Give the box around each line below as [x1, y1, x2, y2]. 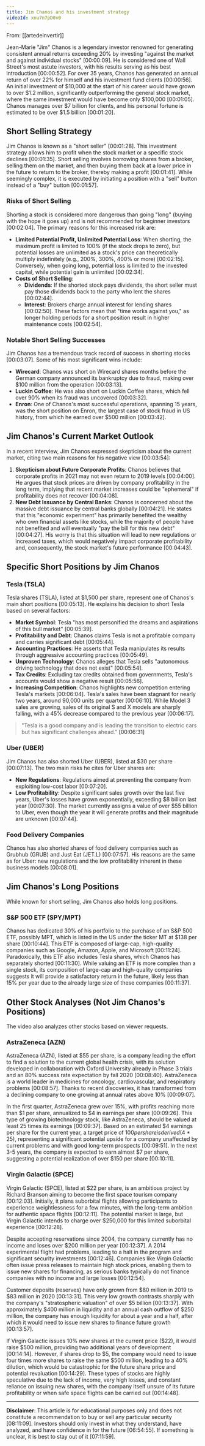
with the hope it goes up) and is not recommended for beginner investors [6, 217, 190, 224]
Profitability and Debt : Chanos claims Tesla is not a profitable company [15, 632, 196, 639]
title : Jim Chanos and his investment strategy [6, 9, 130, 15]
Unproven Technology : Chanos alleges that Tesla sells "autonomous [15, 658, 189, 665]
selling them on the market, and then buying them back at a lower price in [6, 162, 192, 169]
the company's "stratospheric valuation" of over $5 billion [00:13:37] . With [6, 1299, 193, 1306]
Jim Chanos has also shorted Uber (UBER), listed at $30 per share [6, 757, 173, 765]
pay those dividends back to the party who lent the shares [24, 287, 171, 295]
